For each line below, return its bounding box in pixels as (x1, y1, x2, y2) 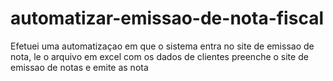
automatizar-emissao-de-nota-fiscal (10, 7, 324, 30)
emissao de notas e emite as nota (10, 61, 149, 73)
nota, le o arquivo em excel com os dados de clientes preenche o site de (10, 50, 309, 62)
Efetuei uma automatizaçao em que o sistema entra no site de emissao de (10, 40, 315, 52)
